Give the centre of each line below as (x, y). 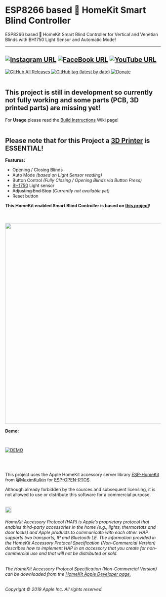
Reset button (25, 196)
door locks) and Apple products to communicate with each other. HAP (77, 532)
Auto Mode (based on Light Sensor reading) (57, 175)
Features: (15, 160)
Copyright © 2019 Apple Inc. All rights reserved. (54, 589)
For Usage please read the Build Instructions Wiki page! (62, 120)
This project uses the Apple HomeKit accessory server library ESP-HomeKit (82, 475)
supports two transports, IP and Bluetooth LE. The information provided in (81, 537)
